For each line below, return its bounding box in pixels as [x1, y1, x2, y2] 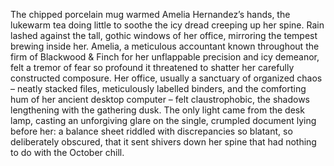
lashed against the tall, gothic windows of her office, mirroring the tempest [10, 30, 318, 41]
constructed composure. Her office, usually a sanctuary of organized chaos [10, 72, 323, 84]
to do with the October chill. [10, 147, 125, 158]
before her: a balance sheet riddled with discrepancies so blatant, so [10, 125, 293, 137]
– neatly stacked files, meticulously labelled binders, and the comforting [10, 83, 307, 94]
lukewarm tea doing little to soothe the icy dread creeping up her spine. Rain [10, 19, 325, 31]
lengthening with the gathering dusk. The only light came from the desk [10, 104, 305, 116]
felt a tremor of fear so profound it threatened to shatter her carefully [10, 62, 295, 73]
